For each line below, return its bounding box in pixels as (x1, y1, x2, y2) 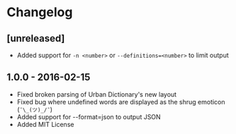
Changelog (6, 4, 73, 20)
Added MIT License (16, 120, 74, 128)
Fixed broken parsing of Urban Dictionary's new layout (16, 90, 177, 99)
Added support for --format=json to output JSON (16, 112, 161, 121)
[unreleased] (6, 32, 65, 44)
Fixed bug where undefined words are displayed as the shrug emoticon (16, 97, 225, 106)
